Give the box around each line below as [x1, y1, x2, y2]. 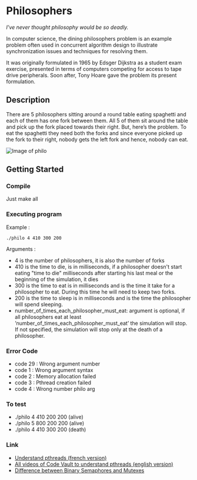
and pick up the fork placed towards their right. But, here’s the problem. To [6, 123, 187, 130]
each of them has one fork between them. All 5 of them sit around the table [6, 117, 188, 124]
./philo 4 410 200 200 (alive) [14, 413, 84, 420]
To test [6, 400, 26, 408]
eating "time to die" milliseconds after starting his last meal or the [14, 269, 173, 276]
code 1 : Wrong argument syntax [14, 367, 94, 374]
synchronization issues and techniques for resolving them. [6, 47, 148, 54]
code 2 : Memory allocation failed [14, 373, 96, 380]
